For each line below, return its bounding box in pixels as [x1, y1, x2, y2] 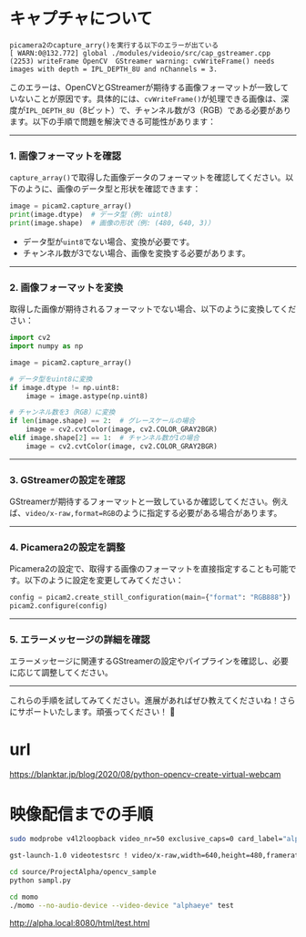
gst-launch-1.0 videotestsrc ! [9, 851, 128, 860]
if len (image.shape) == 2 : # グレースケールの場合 [9, 417, 196, 426]
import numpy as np [9, 342, 84, 351]
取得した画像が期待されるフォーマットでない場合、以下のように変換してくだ [9, 304, 297, 314]
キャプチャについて [9, 8, 153, 29]
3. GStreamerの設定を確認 [9, 473, 126, 486]
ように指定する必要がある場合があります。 [122, 508, 282, 519]
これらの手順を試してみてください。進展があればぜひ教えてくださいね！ [9, 695, 280, 706]
